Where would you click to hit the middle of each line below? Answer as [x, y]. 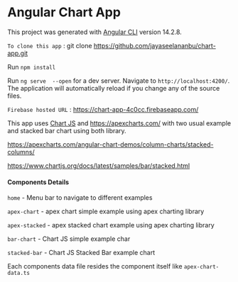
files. [15, 96]
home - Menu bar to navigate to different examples [80, 198]
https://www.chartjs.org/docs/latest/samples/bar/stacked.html [99, 165]
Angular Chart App [64, 12]
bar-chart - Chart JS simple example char [69, 239]
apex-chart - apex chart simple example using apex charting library [106, 211]
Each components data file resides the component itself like [95, 266]
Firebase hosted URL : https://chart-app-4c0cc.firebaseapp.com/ [103, 109]
